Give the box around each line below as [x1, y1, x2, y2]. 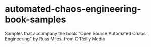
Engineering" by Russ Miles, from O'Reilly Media [5, 36, 105, 42]
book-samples [5, 14, 66, 25]
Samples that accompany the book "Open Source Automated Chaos [5, 30, 146, 36]
